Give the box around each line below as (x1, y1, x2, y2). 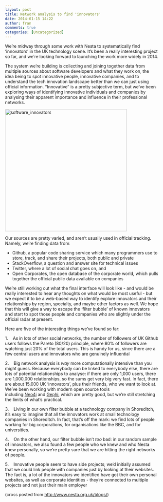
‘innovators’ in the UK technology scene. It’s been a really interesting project (5, 48, 158, 54)
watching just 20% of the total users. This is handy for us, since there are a (5, 346, 156, 352)
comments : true (5, 25, 36, 30)
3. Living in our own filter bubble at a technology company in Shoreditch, (5, 406, 155, 412)
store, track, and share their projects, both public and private (12, 255, 134, 261)
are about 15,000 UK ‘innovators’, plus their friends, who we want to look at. (5, 381, 157, 387)
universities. (5, 427, 30, 433)
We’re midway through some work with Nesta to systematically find (5, 43, 140, 49)
